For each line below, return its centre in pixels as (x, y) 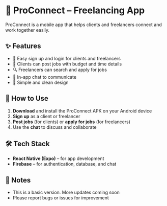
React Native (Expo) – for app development (58, 158)
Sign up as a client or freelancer (46, 116)
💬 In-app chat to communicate (45, 77)
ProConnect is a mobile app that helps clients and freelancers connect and (83, 25)
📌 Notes (18, 180)
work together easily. (27, 30)
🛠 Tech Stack (27, 143)
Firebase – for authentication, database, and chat (64, 164)
